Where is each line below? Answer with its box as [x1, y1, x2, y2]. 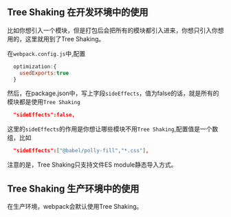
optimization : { [13, 63, 57, 70]
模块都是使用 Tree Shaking [7, 98, 80, 106]
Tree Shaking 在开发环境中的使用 [7, 6, 149, 19]
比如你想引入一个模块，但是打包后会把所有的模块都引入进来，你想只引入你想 [7, 26, 224, 34]
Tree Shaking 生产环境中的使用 [7, 183, 140, 194]
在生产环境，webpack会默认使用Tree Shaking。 [7, 203, 143, 210]
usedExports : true [19, 70, 69, 76]
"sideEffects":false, [13, 112, 76, 118]
